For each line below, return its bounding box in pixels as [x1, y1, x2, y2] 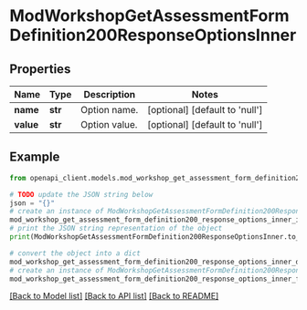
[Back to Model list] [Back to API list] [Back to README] [9, 291, 219, 302]
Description [83, 88, 136, 100]
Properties [9, 61, 71, 77]
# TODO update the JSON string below [9, 190, 153, 199]
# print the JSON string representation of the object [9, 224, 223, 233]
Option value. [80, 119, 138, 130]
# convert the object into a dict [9, 248, 142, 258]
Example [9, 150, 60, 165]
